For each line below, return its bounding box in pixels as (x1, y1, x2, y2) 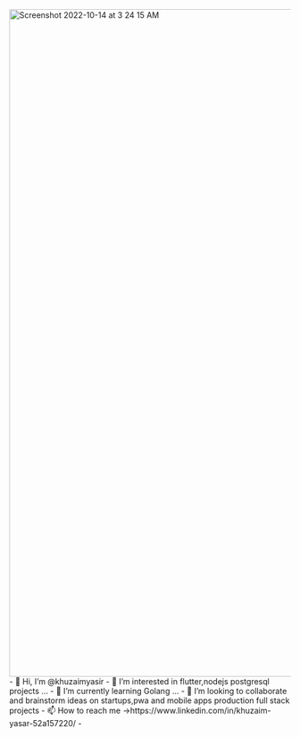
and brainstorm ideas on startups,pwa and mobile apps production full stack (9, 695, 290, 706)
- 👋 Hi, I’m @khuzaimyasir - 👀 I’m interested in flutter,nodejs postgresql (9, 676, 270, 686)
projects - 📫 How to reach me (9, 705, 121, 716)
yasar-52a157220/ (9, 718, 77, 728)
